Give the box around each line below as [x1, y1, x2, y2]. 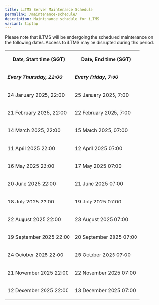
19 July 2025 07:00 [74, 198, 122, 205]
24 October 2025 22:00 [7, 252, 64, 258]
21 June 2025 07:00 [74, 180, 124, 187]
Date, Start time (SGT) [12, 56, 65, 63]
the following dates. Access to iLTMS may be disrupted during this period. [5, 40, 154, 46]
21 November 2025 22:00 [7, 269, 69, 276]
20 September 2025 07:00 [74, 234, 137, 241]
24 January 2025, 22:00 [7, 92, 65, 99]
